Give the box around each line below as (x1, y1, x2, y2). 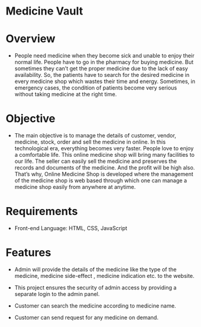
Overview (5, 32, 56, 46)
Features (5, 246, 51, 260)
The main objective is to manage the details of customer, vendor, (14, 132, 177, 139)
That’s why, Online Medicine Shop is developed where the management (14, 171, 194, 178)
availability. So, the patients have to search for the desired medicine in (14, 71, 190, 79)
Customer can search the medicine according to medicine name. (14, 302, 176, 309)
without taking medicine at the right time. (14, 91, 117, 98)
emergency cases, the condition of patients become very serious (14, 84, 177, 91)
